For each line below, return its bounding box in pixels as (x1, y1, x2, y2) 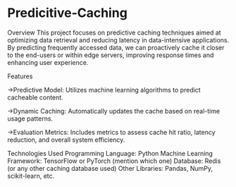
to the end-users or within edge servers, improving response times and (7, 51, 214, 59)
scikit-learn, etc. (7, 171, 55, 180)
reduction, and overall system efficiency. (7, 135, 125, 144)
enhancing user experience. (7, 58, 89, 66)
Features (7, 72, 33, 80)
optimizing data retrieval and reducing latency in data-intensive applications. (7, 35, 230, 44)
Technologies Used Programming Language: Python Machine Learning (7, 149, 213, 157)
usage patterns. (7, 114, 54, 123)
